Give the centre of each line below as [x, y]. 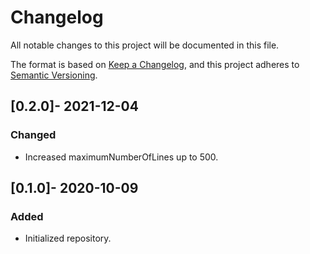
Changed [33, 135]
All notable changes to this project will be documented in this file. [145, 45]
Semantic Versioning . [54, 75]
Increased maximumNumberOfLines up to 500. [121, 157]
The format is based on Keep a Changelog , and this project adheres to [155, 64]
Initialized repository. [68, 238]
